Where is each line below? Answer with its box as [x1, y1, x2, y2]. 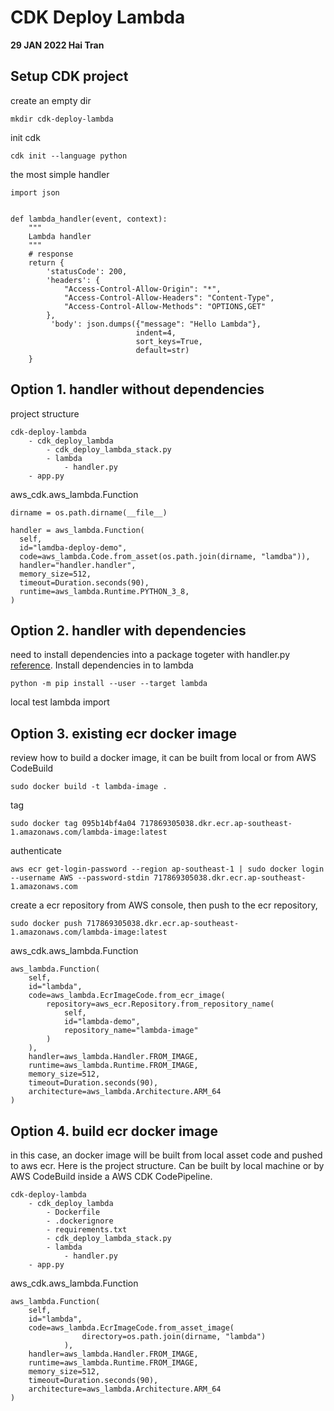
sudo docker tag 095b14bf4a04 [10, 819, 137, 829]
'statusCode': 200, [46, 266, 128, 276]
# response [28, 249, 74, 259]
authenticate [10, 845, 63, 857]
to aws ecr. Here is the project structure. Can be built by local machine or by [10, 1160, 325, 1171]
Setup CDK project [10, 68, 129, 85]
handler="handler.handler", [19, 560, 137, 570]
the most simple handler [10, 168, 110, 180]
